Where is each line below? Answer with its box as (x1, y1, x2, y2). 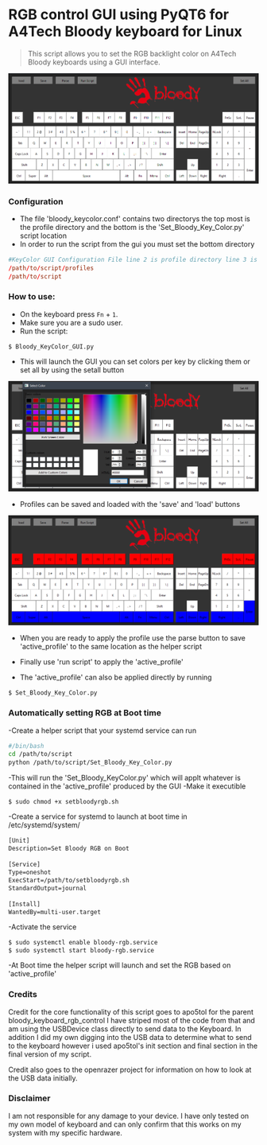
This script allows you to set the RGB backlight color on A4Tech (27, 49, 237, 58)
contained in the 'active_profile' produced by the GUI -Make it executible (8, 781, 246, 791)
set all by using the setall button (19, 364, 125, 375)
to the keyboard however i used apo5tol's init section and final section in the (8, 1041, 258, 1050)
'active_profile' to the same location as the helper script (19, 642, 203, 652)
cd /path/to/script (8, 750, 73, 758)
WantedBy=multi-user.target (8, 909, 102, 917)
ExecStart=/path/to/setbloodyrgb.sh (8, 877, 130, 885)
